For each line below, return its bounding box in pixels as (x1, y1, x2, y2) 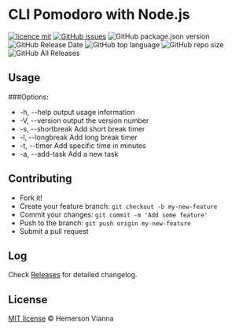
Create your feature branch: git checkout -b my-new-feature (19, 201, 218, 210)
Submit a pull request (19, 226, 89, 235)
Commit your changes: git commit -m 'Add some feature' (19, 209, 208, 219)
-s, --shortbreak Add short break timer (19, 124, 145, 133)
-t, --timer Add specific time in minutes (19, 140, 147, 150)
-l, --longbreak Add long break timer (19, 132, 138, 142)
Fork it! (19, 193, 43, 202)
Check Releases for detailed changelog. (8, 270, 138, 280)
